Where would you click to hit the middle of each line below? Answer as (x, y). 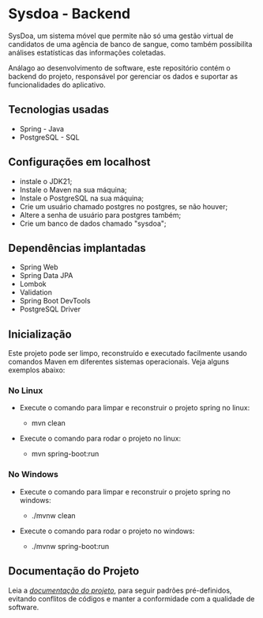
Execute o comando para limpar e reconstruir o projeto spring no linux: (135, 408)
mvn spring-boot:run (65, 454)
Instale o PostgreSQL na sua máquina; (82, 198)
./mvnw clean (54, 515)
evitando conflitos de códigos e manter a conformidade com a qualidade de (131, 598)
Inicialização (40, 334)
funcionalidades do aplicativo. (57, 85)
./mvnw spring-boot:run (70, 546)
